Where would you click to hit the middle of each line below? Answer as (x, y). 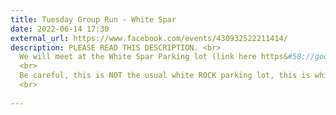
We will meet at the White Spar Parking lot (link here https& (153, 57)
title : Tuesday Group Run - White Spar (93, 19)
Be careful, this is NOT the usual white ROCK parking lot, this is (165, 76)
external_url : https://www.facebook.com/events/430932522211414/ (149, 38)
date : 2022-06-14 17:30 (60, 29)
